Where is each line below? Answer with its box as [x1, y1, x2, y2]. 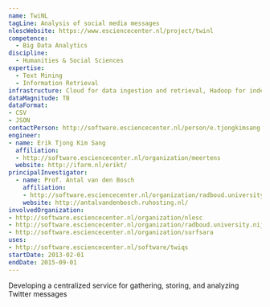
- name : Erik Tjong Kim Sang [8, 138, 106, 147]
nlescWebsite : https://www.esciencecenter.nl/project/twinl [8, 27, 215, 35]
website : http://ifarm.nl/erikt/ [15, 162, 128, 170]
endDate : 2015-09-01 [8, 258, 78, 266]
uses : [8, 236, 27, 244]
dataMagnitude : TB [8, 94, 70, 102]
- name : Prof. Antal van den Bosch [15, 176, 135, 185]
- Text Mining [15, 72, 63, 80]
